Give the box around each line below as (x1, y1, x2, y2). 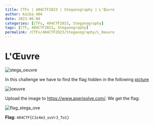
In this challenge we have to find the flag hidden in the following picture (5, 76, 149, 82)
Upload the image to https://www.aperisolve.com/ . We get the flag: (5, 95, 140, 101)
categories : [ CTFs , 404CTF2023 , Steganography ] (5, 21, 104, 26)
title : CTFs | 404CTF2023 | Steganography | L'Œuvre (5, 7, 115, 12)
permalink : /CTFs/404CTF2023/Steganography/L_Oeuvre (5, 30, 115, 35)
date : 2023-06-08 (5, 16, 41, 21)
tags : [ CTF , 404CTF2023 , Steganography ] (5, 25, 89, 30)
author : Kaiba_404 (5, 12, 43, 17)
